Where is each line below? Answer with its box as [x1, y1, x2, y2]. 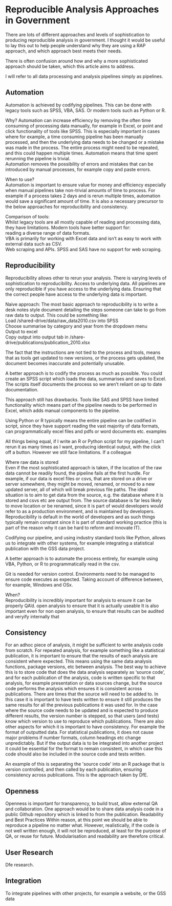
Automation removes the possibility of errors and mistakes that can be [5, 161, 154, 167]
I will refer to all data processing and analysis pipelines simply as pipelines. [5, 73, 163, 79]
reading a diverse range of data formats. [5, 230, 91, 236]
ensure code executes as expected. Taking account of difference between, [5, 576, 164, 582]
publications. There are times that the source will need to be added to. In [5, 691, 159, 697]
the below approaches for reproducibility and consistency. [5, 203, 128, 210]
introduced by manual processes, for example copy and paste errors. [5, 166, 152, 173]
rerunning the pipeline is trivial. [5, 155, 71, 161]
